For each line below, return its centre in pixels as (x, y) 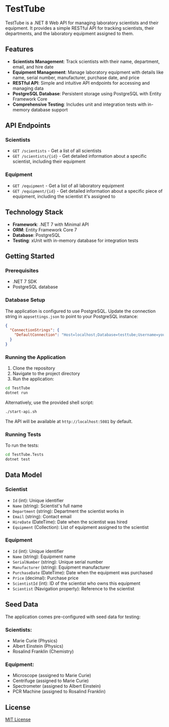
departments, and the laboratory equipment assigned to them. (70, 33)
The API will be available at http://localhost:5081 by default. (69, 421)
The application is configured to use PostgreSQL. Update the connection (80, 311)
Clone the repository (34, 368)
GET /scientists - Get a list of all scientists (57, 151)
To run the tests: (22, 445)
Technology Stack (34, 212)
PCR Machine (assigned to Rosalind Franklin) (59, 692)
